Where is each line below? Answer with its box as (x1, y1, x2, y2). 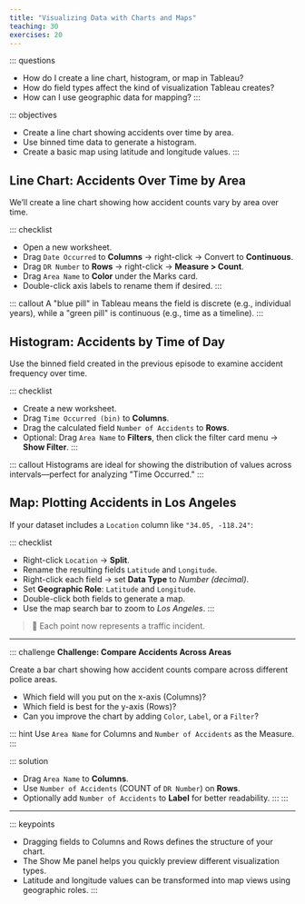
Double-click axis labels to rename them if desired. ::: (22, 281, 222, 292)
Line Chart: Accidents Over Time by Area (9, 173, 247, 188)
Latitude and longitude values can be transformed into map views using (22, 874, 290, 886)
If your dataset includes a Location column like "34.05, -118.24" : (9, 519, 254, 530)
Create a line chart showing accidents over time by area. (22, 127, 234, 138)
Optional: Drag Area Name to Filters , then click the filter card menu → (22, 432, 279, 442)
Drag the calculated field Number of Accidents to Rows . (22, 422, 230, 432)
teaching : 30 (9, 22, 59, 31)
